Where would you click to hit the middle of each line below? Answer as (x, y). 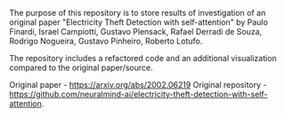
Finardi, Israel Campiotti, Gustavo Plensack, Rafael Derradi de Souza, (136, 31)
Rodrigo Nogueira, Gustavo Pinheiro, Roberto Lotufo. (106, 41)
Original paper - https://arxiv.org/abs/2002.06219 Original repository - (138, 85)
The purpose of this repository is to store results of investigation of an (138, 13)
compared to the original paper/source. (81, 67)
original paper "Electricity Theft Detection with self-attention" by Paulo (139, 22)
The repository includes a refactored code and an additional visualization (143, 58)
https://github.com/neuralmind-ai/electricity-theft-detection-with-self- (138, 94)
